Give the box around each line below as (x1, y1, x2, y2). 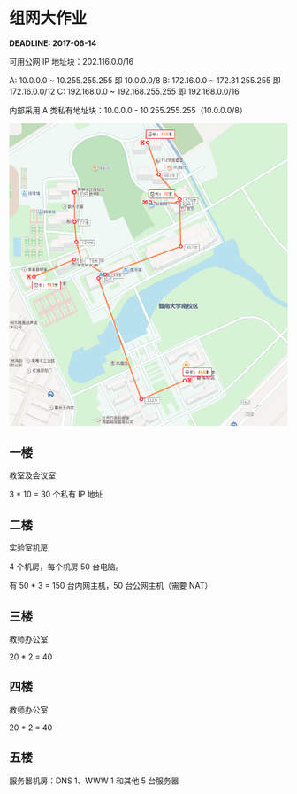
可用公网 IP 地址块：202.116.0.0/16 (9, 56, 134, 66)
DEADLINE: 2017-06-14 (9, 37, 97, 49)
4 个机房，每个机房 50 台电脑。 (9, 561, 124, 572)
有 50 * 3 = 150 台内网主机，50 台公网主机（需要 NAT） (9, 581, 213, 591)
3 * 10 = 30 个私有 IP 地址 (9, 489, 103, 500)
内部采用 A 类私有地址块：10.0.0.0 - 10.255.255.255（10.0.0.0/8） (9, 104, 247, 115)
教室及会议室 (9, 470, 56, 481)
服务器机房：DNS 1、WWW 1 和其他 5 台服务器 (9, 775, 179, 786)
